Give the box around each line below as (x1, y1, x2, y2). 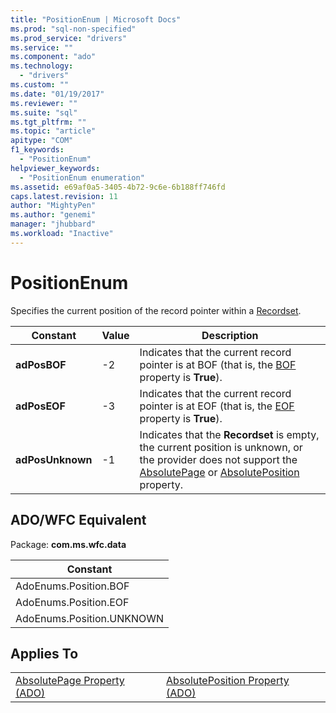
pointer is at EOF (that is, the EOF (139, 399, 295, 413)
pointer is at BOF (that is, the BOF (139, 357, 297, 371)
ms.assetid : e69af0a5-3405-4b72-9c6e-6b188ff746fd (10, 182, 226, 192)
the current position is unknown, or (139, 440, 303, 454)
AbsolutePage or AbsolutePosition (139, 465, 300, 479)
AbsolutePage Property (15, 674, 125, 688)
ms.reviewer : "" (10, 98, 78, 108)
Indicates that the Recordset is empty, (139, 427, 320, 441)
